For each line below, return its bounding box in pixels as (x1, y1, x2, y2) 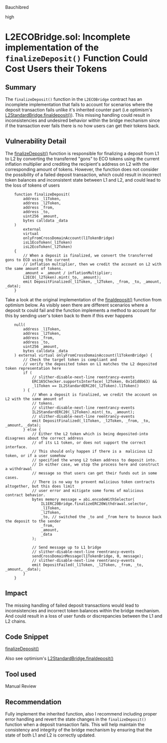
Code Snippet (5, 633, 49, 641)
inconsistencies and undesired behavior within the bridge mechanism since (5, 117, 161, 123)
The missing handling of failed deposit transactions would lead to (5, 602, 140, 608)
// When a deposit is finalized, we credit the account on (31, 392, 157, 397)
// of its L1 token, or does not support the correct (31, 440, 146, 445)
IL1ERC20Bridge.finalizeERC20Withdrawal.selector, (40, 501, 149, 506)
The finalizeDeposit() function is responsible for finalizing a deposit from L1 (5, 150, 160, 156)
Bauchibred (5, 4, 29, 10)
